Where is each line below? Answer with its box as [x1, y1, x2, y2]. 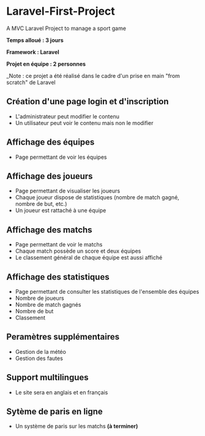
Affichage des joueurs [6, 170, 93, 182]
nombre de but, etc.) [15, 201, 67, 208]
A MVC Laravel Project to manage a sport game [6, 25, 127, 32]
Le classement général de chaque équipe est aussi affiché [15, 254, 163, 261]
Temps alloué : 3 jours [6, 36, 64, 44]
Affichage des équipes [6, 137, 95, 148]
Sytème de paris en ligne [6, 407, 103, 417]
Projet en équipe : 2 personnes [6, 60, 86, 67]
